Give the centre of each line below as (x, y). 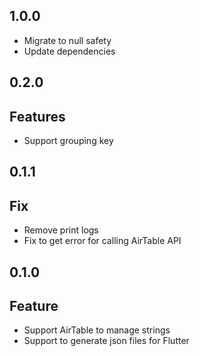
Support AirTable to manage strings (97, 330)
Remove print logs (61, 230)
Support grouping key (68, 141)
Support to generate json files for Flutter (106, 341)
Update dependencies (69, 51)
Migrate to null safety (67, 40)
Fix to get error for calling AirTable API (102, 241)
